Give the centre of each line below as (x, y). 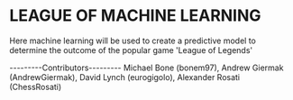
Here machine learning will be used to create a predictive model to (133, 41)
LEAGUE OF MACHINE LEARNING (135, 16)
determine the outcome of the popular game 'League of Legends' (131, 50)
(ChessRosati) (36, 86)
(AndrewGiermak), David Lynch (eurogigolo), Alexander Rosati (125, 77)
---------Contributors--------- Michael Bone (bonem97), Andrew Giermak (146, 68)
